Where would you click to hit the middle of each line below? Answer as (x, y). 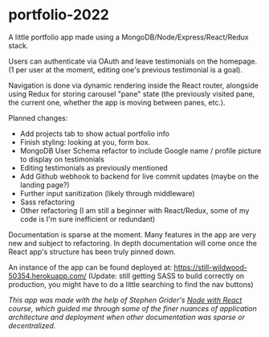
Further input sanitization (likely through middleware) (107, 193)
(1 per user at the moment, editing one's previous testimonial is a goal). (126, 69)
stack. (18, 45)
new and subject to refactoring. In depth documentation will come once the (132, 243)
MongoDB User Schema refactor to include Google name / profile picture (141, 150)
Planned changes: (38, 117)
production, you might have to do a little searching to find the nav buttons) (131, 284)
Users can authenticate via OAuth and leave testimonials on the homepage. (133, 61)
